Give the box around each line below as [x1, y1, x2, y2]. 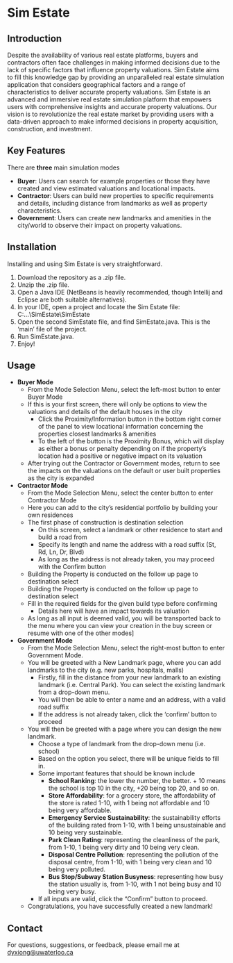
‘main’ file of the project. [17, 324, 87, 333]
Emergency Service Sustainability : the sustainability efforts [48, 814, 221, 822]
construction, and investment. [7, 125, 92, 133]
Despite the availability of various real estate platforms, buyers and [7, 51, 198, 59]
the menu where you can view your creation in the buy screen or [27, 622, 213, 630]
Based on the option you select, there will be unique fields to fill [37, 755, 220, 763]
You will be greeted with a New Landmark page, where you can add [27, 659, 221, 667]
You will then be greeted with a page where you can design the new [27, 725, 222, 734]
